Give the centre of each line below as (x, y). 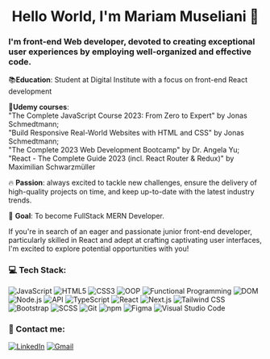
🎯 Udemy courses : (39, 107)
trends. (20, 200)
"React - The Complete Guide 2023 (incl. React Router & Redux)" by (121, 159)
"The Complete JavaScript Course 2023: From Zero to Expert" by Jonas (128, 115)
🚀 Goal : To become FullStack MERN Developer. (87, 216)
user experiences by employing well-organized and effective (130, 52)
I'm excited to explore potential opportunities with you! (99, 248)
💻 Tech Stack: (37, 270)
